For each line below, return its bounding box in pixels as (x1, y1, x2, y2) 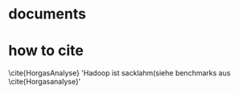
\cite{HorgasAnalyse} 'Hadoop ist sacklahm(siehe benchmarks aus (8, 68, 231, 78)
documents (8, 5, 87, 23)
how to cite (8, 42, 84, 60)
